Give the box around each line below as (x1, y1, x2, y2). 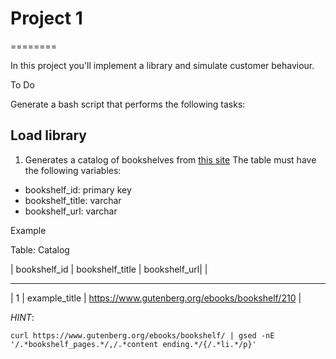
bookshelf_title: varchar (24, 194, 122, 206)
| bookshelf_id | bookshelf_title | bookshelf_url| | (10, 263, 208, 275)
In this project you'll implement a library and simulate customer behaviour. (10, 59, 315, 71)
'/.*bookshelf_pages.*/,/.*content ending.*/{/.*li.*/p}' (10, 339, 257, 349)
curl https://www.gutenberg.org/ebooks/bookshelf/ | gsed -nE (10, 330, 275, 341)
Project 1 (10, 7, 83, 30)
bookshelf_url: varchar (24, 205, 118, 217)
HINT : (10, 311, 35, 323)
